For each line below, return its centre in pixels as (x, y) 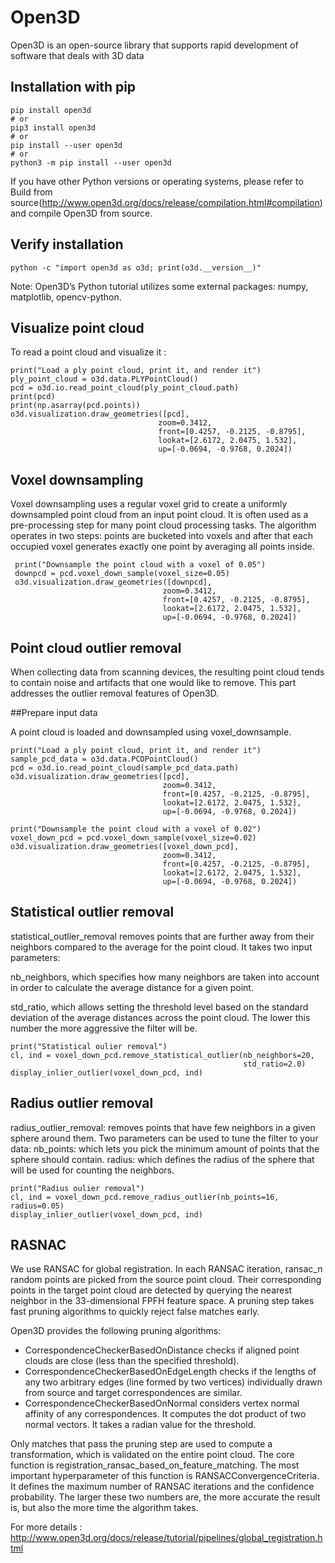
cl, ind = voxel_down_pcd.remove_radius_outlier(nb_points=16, (145, 1197)
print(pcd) (33, 397)
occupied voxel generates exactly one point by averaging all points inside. (162, 547)
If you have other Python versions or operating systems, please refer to (157, 181)
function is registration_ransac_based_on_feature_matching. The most (155, 1465)
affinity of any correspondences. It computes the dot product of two (165, 1414)
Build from (31, 192)
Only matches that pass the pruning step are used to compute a (141, 1444)
